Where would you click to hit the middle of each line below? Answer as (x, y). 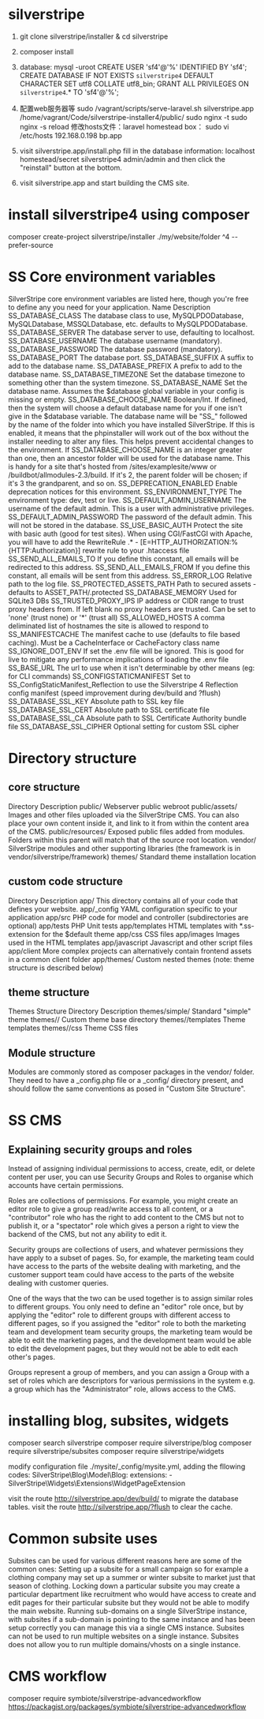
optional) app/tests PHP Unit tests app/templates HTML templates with (123, 926)
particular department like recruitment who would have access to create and (132, 1594)
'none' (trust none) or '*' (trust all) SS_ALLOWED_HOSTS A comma (117, 617)
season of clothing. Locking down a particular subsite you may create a (124, 1586)
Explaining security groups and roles (100, 1150)
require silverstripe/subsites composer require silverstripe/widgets (116, 1451)
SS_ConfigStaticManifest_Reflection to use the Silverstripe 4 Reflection (123, 684)
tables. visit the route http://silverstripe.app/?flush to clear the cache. (121, 1507)
